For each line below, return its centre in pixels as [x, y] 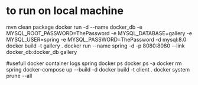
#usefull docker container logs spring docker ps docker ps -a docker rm [94, 63]
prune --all [19, 76]
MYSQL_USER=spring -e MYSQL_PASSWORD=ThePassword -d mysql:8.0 [96, 39]
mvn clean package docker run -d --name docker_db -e [74, 27]
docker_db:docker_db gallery [42, 52]
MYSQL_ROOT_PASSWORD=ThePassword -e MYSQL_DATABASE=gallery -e [99, 33]
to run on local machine [65, 11]
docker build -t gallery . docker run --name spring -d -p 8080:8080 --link [95, 46]
